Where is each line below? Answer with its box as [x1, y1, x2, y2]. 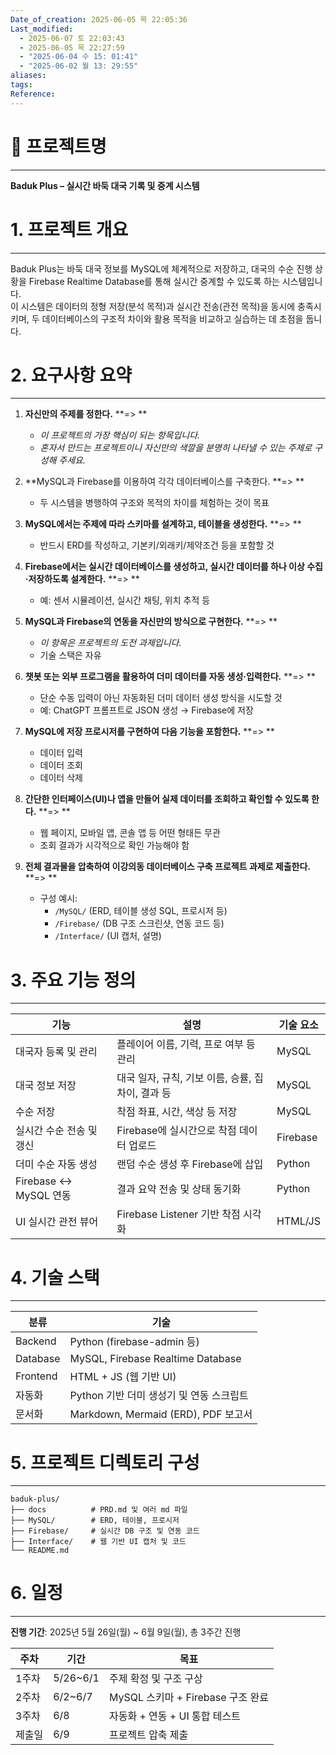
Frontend [15, 1369, 58, 1383]
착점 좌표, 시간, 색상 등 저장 [116, 1105, 238, 1119]
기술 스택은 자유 [39, 649, 102, 661]
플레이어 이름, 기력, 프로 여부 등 [116, 1037, 256, 1051]
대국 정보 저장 [15, 1079, 77, 1093]
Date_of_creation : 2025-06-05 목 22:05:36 [10, 14, 188, 25]
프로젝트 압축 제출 [108, 1728, 189, 1742]
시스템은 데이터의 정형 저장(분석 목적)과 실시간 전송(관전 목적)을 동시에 [20, 300, 296, 312]
